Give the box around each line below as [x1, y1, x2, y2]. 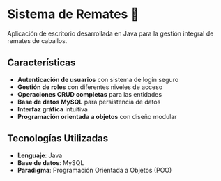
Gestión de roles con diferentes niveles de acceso [17, 83, 163, 91]
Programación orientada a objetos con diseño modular [17, 112, 177, 120]
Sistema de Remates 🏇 [7, 6, 139, 22]
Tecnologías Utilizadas [7, 132, 109, 145]
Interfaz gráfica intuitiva [17, 104, 89, 113]
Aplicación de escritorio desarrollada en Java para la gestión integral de [7, 29, 214, 38]
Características [7, 57, 76, 69]
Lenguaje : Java [17, 151, 63, 159]
